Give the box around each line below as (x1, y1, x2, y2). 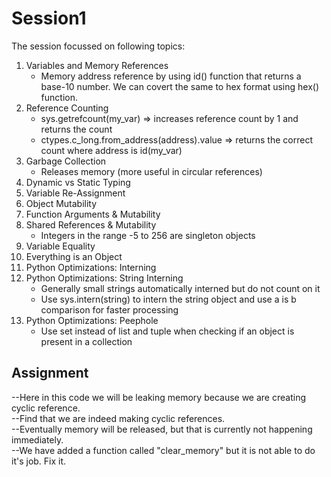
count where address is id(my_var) (40, 144, 183, 156)
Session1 (11, 7, 87, 30)
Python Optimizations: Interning (25, 261, 157, 273)
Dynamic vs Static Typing (25, 176, 131, 188)
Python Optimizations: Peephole (25, 314, 159, 326)
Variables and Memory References (25, 59, 169, 71)
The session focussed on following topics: (11, 40, 186, 52)
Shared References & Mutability (25, 218, 157, 231)
